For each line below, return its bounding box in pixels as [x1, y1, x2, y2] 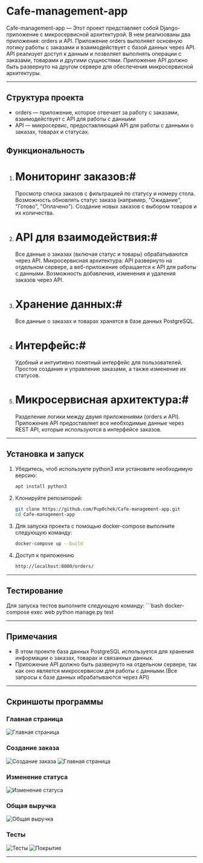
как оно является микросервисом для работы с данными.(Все [14, 667, 178, 674]
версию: [14, 471, 37, 479]
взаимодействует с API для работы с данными [14, 115, 136, 122]
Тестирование [6, 586, 63, 596]
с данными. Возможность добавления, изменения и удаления [14, 270, 176, 277]
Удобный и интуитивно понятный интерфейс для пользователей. [14, 359, 183, 366]
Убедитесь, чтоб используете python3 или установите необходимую [14, 465, 193, 472]
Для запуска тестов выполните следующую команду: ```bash [6, 602, 164, 609]
